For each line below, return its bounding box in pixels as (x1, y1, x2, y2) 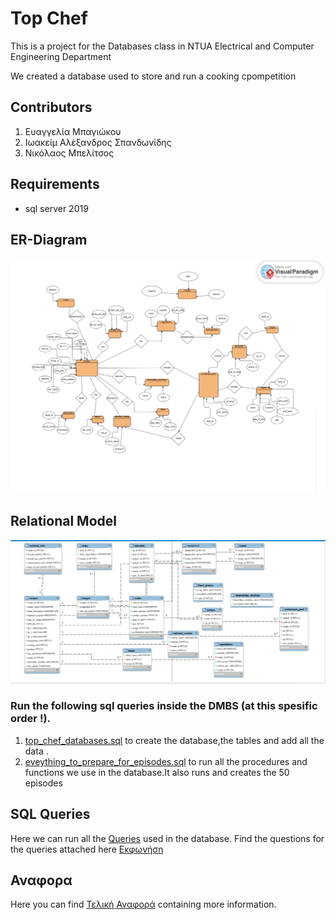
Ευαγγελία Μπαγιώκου (24, 125, 122, 137)
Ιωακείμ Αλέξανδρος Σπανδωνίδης (24, 136, 172, 148)
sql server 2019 (24, 202, 89, 214)
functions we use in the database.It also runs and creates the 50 (24, 766, 290, 778)
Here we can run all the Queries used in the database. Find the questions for (10, 832, 325, 844)
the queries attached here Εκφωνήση (10, 843, 164, 855)
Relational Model (10, 513, 117, 530)
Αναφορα (10, 872, 73, 889)
